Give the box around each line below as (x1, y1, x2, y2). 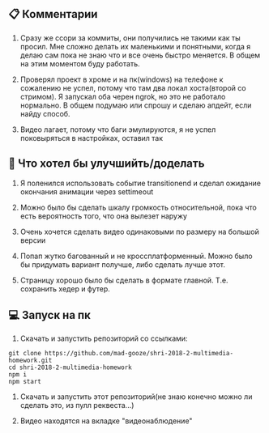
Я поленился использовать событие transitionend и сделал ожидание (19, 178, 262, 188)
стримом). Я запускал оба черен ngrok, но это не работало (19, 91, 226, 101)
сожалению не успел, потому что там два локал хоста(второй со (19, 83, 246, 92)
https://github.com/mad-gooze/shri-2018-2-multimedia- (44, 350, 233, 358)
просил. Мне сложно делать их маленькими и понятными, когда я (19, 41, 251, 51)
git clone (8, 350, 42, 358)
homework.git (8, 356, 53, 365)
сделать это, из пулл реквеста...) (19, 401, 134, 410)
